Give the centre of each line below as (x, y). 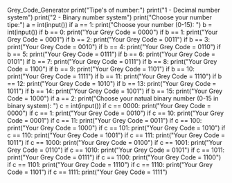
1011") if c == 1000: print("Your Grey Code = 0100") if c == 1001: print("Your (115, 142)
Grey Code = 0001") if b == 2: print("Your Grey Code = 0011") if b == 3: (109, 40)
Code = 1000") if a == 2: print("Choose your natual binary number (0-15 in (113, 98)
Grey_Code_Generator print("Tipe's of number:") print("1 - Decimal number (114, 10)
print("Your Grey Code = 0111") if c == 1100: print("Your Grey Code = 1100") (114, 157)
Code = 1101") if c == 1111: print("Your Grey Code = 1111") (87, 172)
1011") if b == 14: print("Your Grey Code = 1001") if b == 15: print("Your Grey (115, 91)
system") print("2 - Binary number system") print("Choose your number (110, 17)
